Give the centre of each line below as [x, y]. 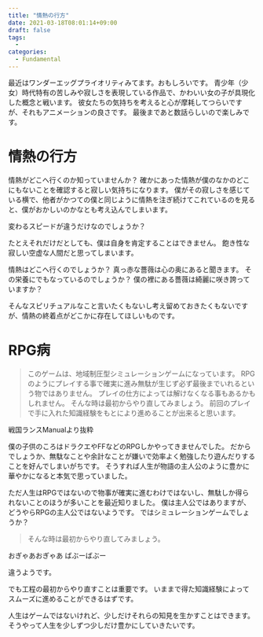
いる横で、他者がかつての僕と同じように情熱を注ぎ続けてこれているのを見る [132, 199]
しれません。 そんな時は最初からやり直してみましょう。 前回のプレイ [139, 403]
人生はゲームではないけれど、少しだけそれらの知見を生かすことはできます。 [131, 615]
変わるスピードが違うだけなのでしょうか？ [77, 226]
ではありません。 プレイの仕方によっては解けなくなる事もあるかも [148, 393]
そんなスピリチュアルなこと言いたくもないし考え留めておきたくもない [121, 306]
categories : [27, 52]
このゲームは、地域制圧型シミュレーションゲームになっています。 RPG [141, 374]
